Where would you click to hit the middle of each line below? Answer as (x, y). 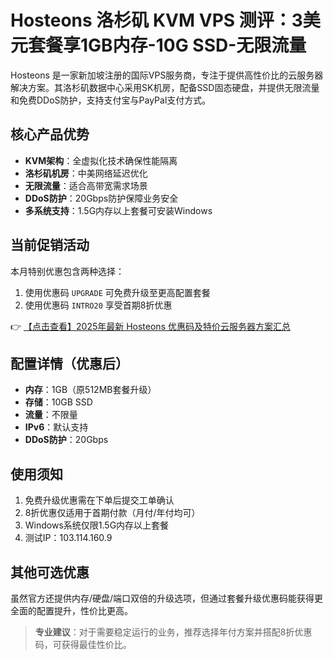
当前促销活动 (50, 245)
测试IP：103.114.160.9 (68, 538)
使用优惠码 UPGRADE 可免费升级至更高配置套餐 (117, 292)
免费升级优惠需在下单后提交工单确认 (99, 500)
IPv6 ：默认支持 (56, 427)
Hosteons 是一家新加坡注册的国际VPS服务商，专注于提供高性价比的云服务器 (167, 75)
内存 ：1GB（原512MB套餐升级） (90, 390)
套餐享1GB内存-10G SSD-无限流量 (167, 45)
